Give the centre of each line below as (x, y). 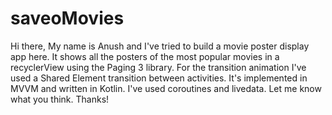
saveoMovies (67, 18)
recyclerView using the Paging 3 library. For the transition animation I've (158, 67)
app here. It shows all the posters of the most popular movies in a (145, 56)
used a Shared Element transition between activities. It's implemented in (159, 78)
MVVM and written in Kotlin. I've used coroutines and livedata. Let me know (166, 88)
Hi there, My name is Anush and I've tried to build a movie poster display (160, 46)
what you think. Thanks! (60, 99)
